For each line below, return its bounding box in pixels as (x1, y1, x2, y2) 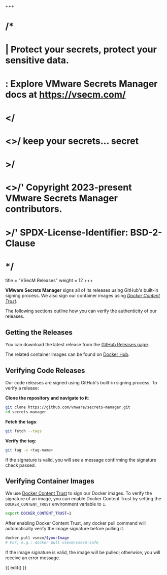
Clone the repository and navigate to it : (5, 395, 89, 401)
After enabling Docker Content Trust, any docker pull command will (5, 520, 146, 526)
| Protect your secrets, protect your (5, 44, 157, 55)
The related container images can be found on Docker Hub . (5, 351, 130, 357)
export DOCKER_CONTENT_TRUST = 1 (5, 511, 72, 516)
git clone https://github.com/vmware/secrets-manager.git (5, 405, 130, 410)
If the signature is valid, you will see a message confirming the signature (5, 457, 156, 463)
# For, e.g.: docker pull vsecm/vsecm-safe (5, 540, 99, 546)
